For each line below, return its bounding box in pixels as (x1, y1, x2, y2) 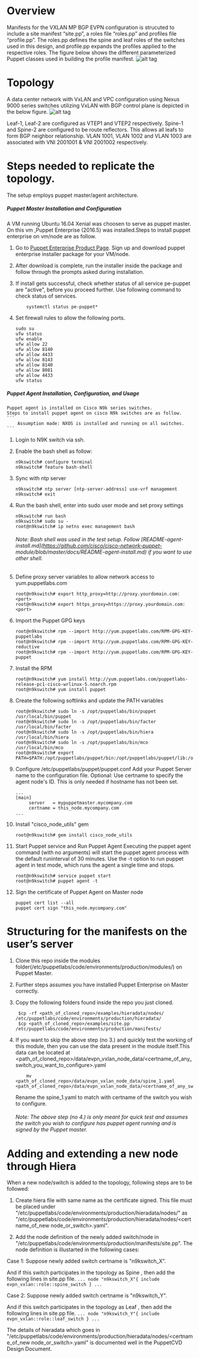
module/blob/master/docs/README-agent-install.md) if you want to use (15, 548, 192, 555)
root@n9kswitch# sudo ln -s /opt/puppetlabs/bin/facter (15, 718, 156, 724)
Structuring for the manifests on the (7, 925, 188, 938)
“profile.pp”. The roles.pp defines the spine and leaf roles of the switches (7, 36, 185, 43)
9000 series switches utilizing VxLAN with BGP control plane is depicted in (7, 102, 190, 109)
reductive (15, 644, 40, 650)
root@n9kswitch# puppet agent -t (15, 878, 98, 884)
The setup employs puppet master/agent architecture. (7, 191, 139, 199)
